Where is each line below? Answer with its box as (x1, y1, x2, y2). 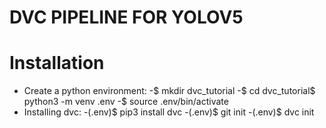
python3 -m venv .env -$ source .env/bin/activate (23, 96, 229, 108)
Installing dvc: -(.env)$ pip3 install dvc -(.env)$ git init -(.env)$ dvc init (23, 106, 315, 118)
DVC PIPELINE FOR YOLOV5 (9, 6, 244, 29)
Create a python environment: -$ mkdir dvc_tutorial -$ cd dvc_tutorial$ (23, 85, 316, 97)
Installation (9, 52, 105, 75)
